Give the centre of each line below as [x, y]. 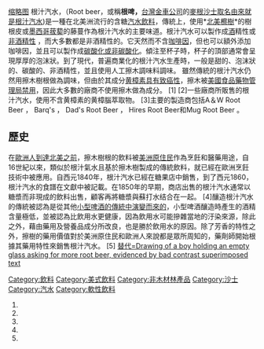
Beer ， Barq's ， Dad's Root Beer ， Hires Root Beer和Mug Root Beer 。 [126, 110]
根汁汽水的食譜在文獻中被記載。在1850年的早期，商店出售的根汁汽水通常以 [130, 186]
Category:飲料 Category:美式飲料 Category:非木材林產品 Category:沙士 [123, 279]
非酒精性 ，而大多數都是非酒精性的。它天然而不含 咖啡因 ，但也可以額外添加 [130, 41]
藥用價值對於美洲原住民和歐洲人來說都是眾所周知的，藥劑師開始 [145, 236]
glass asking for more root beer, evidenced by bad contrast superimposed [128, 255]
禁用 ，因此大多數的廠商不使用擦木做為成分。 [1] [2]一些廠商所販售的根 [136, 90]
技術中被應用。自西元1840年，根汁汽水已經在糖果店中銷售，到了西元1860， [131, 177]
